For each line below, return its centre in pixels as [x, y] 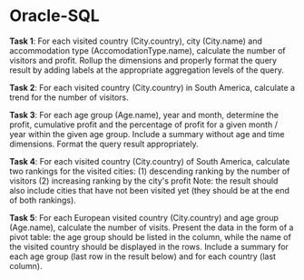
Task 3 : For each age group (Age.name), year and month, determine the [144, 115]
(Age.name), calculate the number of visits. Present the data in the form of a [152, 227]
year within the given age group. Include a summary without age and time [147, 134]
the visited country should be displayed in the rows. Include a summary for [149, 246]
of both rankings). [43, 200]
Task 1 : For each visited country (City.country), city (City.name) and [136, 41]
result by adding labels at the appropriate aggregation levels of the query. [147, 70]
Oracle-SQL [54, 16]
